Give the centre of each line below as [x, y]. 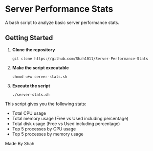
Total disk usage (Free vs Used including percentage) [66, 124]
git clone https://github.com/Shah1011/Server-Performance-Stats [80, 59]
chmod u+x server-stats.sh [40, 77]
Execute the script [31, 86]
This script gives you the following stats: [46, 104]
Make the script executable [41, 67]
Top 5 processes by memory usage [48, 134]
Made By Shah [20, 143]
